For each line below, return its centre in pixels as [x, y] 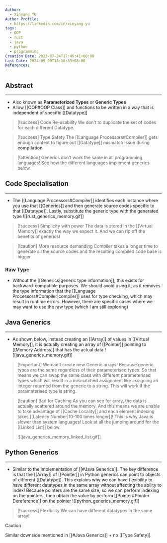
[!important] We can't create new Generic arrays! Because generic [85, 364]
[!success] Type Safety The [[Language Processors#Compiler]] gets [87, 137]
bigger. [25, 256]
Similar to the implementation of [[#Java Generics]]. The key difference [85, 469]
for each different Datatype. [46, 127]
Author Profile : [22, 19]
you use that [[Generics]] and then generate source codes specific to [83, 206]
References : [17, 65]
